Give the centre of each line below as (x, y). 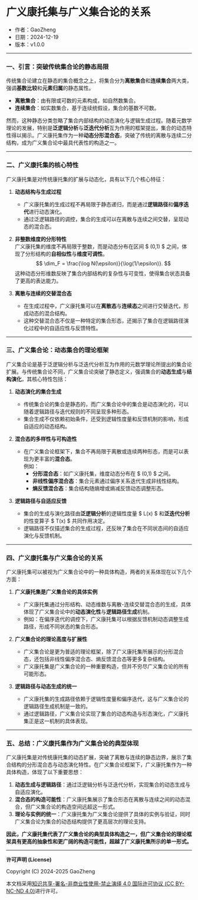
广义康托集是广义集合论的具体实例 (56, 592)
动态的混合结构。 (49, 313)
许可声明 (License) (29, 860)
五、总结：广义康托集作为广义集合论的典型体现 (72, 743)
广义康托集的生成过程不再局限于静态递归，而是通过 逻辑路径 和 (98, 204)
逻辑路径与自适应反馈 (40, 501)
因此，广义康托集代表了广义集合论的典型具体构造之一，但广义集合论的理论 (96, 834)
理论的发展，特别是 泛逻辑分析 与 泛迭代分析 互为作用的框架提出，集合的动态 (96, 128)
